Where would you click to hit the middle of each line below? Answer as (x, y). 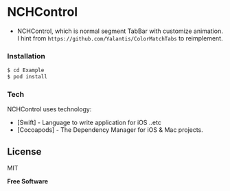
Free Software (28, 181)
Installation (26, 56)
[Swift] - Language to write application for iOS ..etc (89, 123)
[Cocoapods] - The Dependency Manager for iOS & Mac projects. (110, 130)
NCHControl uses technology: (49, 109)
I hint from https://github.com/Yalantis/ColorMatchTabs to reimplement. (120, 38)
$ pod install (27, 77)
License (24, 151)
